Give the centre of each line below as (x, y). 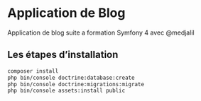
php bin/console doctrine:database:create (71, 78)
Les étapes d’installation (63, 55)
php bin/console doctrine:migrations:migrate (76, 84)
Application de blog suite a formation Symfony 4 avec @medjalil (101, 32)
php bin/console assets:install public (66, 91)
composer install (33, 71)
